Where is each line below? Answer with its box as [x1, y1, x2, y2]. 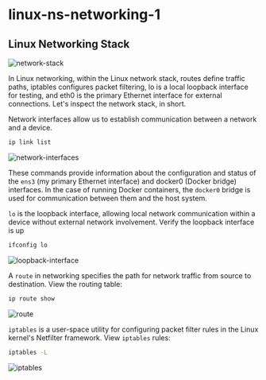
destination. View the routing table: [8, 279, 123, 289]
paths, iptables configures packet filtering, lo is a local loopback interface [8, 82, 249, 91]
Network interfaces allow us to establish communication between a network [8, 114, 257, 124]
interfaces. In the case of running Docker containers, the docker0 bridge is [8, 184, 251, 194]
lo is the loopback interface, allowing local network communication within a [8, 208, 256, 218]
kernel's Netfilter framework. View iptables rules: [8, 332, 171, 343]
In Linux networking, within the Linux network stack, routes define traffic [8, 74, 246, 83]
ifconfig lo [8, 241, 48, 249]
